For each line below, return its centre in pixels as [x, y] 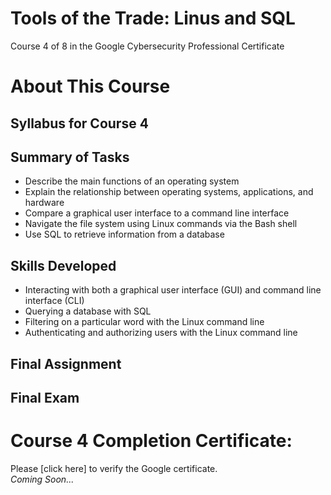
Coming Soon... [42, 479]
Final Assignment [66, 363]
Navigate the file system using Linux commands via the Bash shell [161, 224]
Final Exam [45, 397]
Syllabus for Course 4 [79, 123]
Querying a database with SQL [88, 311]
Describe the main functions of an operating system [132, 181]
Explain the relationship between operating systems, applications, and [169, 192]
